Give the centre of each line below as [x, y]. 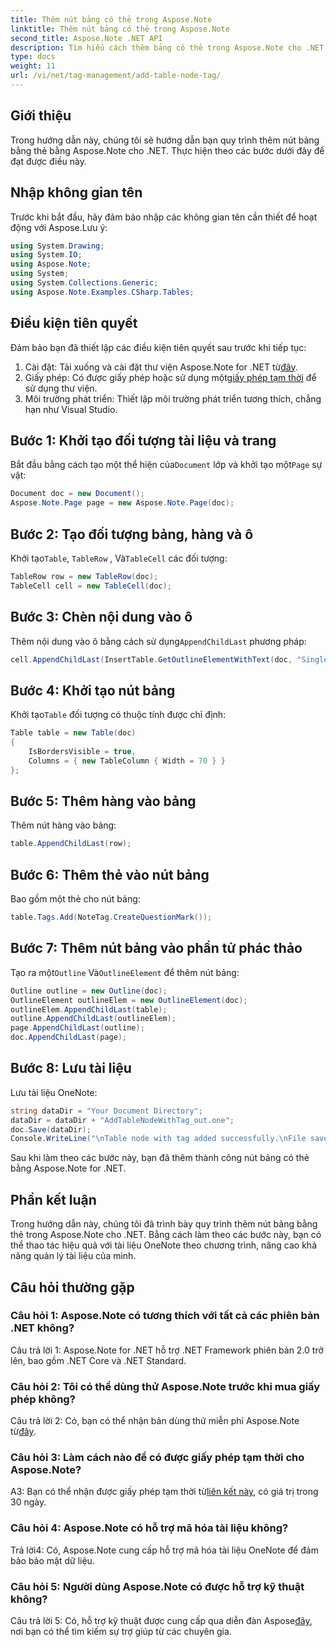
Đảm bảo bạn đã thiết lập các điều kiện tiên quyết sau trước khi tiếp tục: [158, 347]
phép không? [43, 1399]
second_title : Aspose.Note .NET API [86, 38]
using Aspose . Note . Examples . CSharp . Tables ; [102, 292]
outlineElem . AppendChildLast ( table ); [89, 1009]
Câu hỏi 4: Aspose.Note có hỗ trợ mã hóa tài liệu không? [149, 1528]
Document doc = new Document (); [77, 494]
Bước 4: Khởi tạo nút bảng [93, 690]
